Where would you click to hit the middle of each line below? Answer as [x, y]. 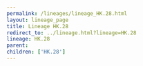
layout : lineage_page [38, 20]
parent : [18, 45]
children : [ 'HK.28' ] [36, 52]
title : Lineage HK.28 [38, 26]
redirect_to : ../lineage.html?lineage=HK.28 [71, 33]
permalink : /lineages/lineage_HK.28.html [67, 13]
